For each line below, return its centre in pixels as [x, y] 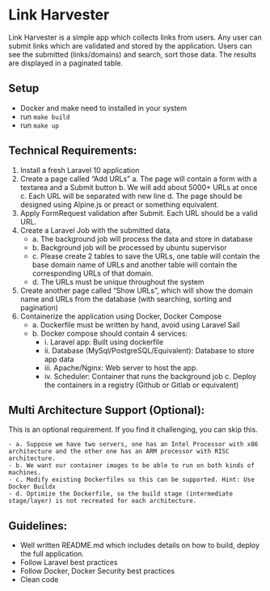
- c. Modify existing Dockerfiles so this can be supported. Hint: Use [131, 480]
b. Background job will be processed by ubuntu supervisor [130, 247]
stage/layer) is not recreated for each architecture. [103, 501]
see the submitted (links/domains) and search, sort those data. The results [133, 54]
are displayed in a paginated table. [66, 63]
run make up [39, 125]
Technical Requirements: [73, 151]
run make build [45, 116]
